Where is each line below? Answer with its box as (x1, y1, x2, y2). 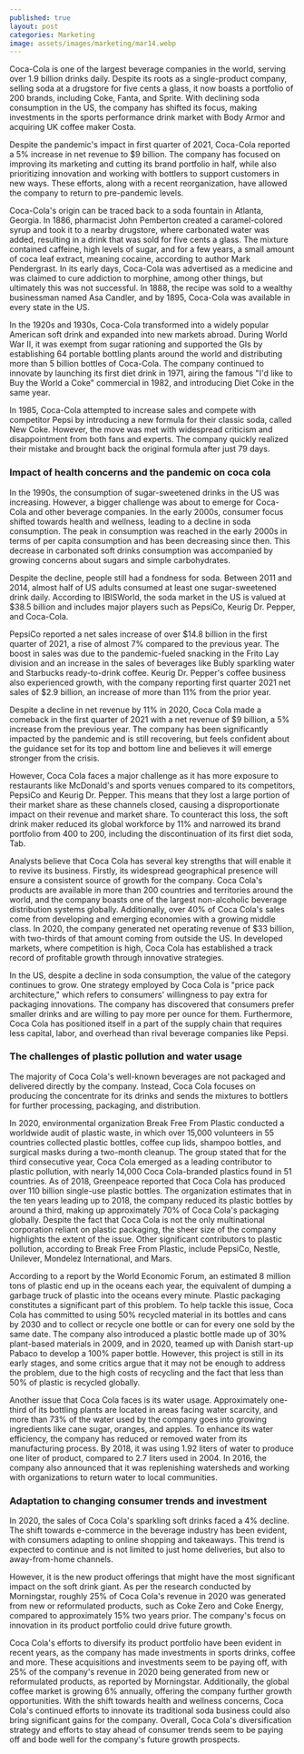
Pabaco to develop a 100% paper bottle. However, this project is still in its (9, 1347, 284, 1358)
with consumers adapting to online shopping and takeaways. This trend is (9, 1535, 286, 1546)
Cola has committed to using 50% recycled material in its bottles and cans (9, 1309, 288, 1320)
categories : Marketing (9, 30, 95, 39)
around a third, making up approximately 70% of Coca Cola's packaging (9, 1205, 279, 1215)
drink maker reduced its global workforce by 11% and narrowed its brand (9, 818, 281, 829)
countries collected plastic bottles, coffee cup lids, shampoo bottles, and (9, 1136, 281, 1147)
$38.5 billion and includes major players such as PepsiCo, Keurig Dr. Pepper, (9, 601, 296, 612)
